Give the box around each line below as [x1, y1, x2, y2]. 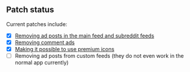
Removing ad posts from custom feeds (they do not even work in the [14, 52, 184, 59]
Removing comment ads [14, 39, 75, 46]
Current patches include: [6, 20, 68, 27]
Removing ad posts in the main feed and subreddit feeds [14, 32, 154, 39]
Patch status [6, 5, 54, 15]
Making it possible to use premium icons [14, 45, 115, 52]
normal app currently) [14, 59, 69, 66]
